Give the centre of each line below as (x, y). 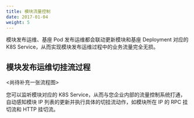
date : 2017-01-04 (27, 17)
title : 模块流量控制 (28, 11)
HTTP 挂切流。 (41, 109)
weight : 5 (18, 22)
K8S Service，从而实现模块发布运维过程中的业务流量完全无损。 (82, 47)
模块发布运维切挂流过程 (48, 67)
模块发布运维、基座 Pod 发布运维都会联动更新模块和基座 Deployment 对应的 (97, 40)
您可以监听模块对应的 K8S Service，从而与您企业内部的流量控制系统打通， (96, 95)
